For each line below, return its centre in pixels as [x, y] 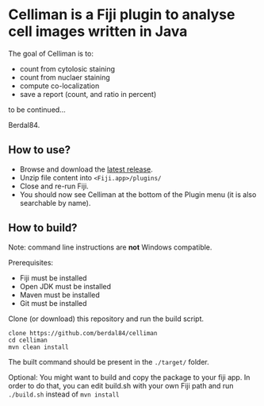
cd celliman [28, 340]
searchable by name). [55, 203]
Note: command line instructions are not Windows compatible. [110, 247]
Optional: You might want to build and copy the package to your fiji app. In [129, 377]
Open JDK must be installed [65, 286]
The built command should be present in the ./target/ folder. [109, 362]
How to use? [40, 150]
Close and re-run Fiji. [54, 186]
